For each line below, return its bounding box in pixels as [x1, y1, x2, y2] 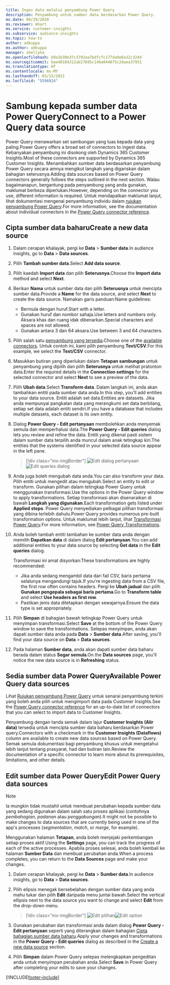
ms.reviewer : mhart [6, 21, 47, 27]
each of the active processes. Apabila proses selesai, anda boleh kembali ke [6, 845, 165, 851]
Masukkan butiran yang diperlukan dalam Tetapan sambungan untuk [13, 358, 158, 364]
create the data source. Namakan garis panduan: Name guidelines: [13, 296, 151, 302]
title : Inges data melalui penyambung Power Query [6, 7, 115, 13]
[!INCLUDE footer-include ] [6, 974, 60, 980]
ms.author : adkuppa [6, 45, 47, 50]
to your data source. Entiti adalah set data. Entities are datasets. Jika [13, 395, 155, 401]
